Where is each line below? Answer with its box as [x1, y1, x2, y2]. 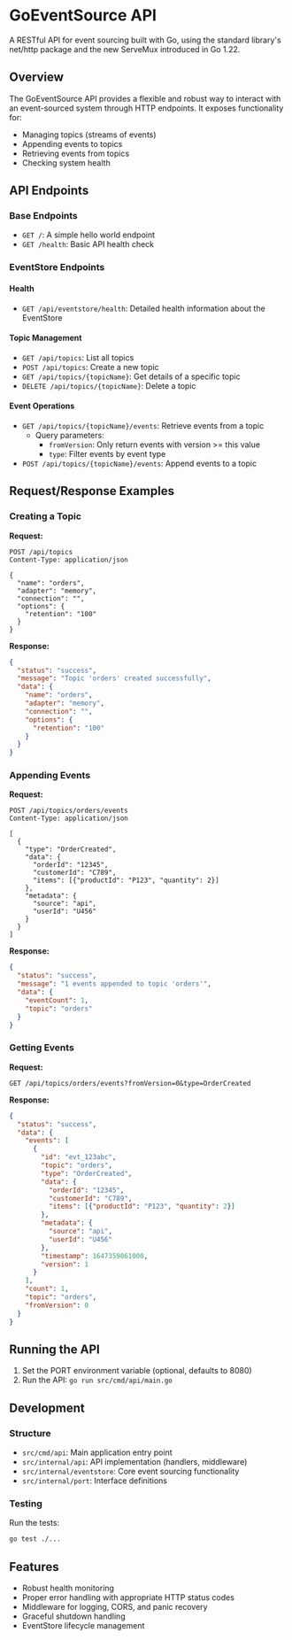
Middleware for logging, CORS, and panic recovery [21, 1601, 208, 1612]
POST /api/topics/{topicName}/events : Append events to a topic [21, 458, 257, 468]
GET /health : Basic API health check [21, 239, 155, 250]
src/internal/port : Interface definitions [21, 1475, 168, 1486]
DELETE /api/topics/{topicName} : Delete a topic [21, 380, 196, 391]
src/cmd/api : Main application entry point [21, 1447, 173, 1458]
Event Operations [9, 400, 75, 412]
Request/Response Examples [9, 483, 175, 499]
